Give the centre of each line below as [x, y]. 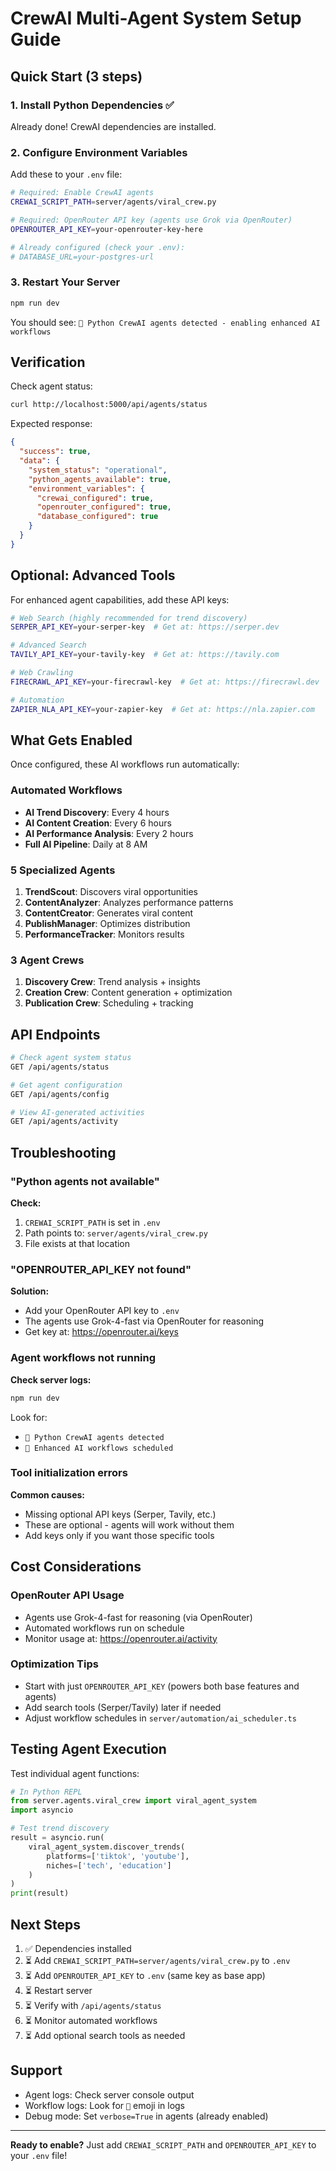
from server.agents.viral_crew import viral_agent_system [133, 1801]
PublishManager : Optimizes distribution [107, 923]
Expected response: [51, 424]
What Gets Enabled [71, 740]
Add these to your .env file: [66, 174]
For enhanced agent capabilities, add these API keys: [120, 599]
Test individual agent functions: [75, 1773]
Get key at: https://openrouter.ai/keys [101, 1332]
